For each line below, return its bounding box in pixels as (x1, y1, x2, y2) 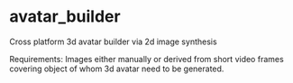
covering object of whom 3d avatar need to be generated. (9, 63, 224, 74)
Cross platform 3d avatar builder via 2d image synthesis (9, 36, 218, 47)
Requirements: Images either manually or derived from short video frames (9, 53, 284, 64)
